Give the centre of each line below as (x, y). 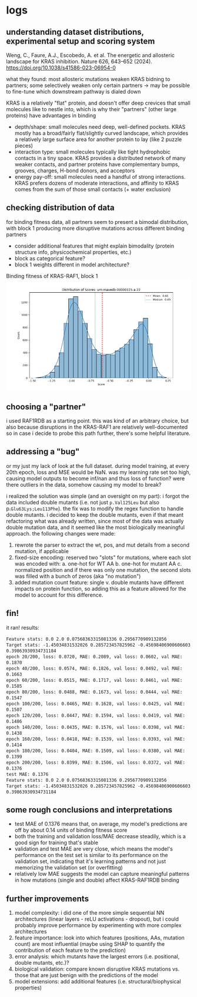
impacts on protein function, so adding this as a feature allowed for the (100, 588)
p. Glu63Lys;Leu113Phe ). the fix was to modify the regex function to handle (95, 508)
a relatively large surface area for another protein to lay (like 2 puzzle (98, 139)
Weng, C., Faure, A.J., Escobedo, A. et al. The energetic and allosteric (91, 55)
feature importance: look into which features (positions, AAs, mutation (100, 938)
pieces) (24, 145)
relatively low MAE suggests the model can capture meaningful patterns (102, 874)
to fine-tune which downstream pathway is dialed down (74, 91)
